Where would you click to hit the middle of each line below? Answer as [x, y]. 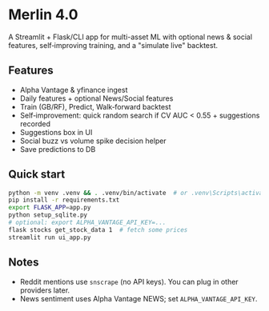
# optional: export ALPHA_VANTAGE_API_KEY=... [87, 223]
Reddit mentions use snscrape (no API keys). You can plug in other [129, 281]
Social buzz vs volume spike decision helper [93, 141]
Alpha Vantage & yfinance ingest [74, 90]
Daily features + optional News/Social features [96, 98]
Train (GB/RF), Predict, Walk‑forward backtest [95, 106]
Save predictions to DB [58, 149]
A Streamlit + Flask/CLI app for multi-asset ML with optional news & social [130, 37]
